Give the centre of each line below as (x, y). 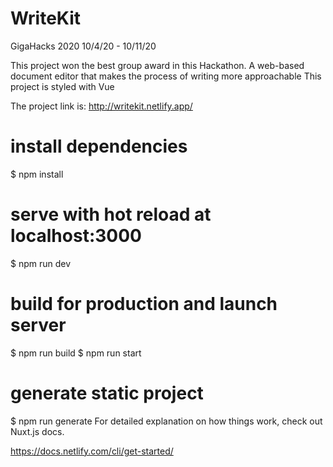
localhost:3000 (76, 236)
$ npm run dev (41, 263)
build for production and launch (144, 304)
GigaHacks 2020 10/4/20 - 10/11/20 (83, 46)
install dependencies (99, 146)
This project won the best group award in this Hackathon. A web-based (157, 65)
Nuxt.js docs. (37, 431)
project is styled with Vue (62, 86)
